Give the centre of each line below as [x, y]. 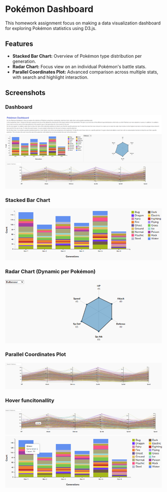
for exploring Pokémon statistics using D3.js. [51, 28]
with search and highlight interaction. [50, 77]
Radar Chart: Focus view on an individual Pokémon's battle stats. [79, 66]
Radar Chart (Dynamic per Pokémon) [50, 272]
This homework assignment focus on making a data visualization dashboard [83, 23]
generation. [24, 61]
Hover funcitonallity [30, 401]
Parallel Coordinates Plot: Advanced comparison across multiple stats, [85, 72]
